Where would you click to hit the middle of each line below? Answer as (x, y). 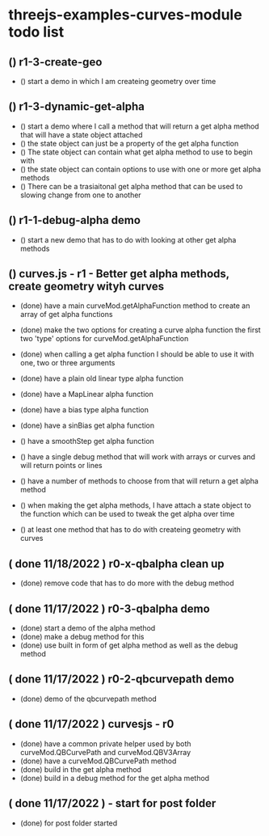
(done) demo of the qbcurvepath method (88, 699)
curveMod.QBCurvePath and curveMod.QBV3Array (105, 752)
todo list (36, 32)
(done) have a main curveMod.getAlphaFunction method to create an (135, 306)
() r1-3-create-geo (55, 62)
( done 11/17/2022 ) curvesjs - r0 (91, 724)
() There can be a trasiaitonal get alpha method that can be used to (131, 186)
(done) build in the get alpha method (81, 769)
